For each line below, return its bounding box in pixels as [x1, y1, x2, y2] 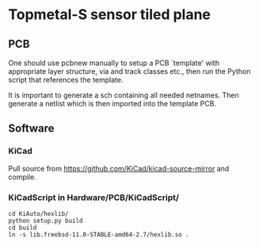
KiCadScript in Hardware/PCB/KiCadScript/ [8, 192, 180, 203]
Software [8, 121, 55, 136]
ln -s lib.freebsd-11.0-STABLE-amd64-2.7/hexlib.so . [8, 230, 190, 239]
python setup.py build [8, 217, 83, 225]
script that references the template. [8, 75, 124, 84]
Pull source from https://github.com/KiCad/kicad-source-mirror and [8, 163, 230, 173]
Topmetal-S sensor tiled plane [8, 6, 211, 24]
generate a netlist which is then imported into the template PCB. [8, 99, 216, 108]
